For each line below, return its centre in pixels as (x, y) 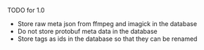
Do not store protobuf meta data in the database (87, 31)
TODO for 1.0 (26, 10)
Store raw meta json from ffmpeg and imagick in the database (107, 24)
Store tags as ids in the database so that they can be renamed (107, 39)
